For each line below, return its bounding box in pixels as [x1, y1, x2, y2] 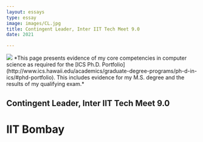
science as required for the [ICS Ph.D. [6, 61, 101, 68]
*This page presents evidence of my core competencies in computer [13, 54, 187, 62]
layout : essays [6, 9, 45, 15]
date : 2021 [6, 32, 34, 38]
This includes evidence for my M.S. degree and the [57, 74, 185, 81]
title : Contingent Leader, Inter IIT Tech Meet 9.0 [6, 26, 140, 32]
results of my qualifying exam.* [6, 80, 85, 88]
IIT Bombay [6, 122, 65, 136]
